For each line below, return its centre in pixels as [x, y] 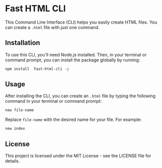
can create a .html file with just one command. [52, 27]
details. [13, 161]
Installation [23, 43]
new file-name [20, 110]
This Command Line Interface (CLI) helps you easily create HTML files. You [81, 22]
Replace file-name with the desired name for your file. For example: [73, 120]
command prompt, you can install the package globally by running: [73, 60]
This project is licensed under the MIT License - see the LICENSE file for [78, 156]
